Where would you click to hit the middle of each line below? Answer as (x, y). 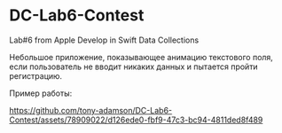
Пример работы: (41, 93)
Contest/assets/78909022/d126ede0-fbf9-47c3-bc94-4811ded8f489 (136, 120)
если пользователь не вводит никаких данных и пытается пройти (134, 66)
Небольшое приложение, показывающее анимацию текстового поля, (141, 57)
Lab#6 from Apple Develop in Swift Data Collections (104, 40)
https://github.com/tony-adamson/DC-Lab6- (91, 110)
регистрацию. (36, 75)
